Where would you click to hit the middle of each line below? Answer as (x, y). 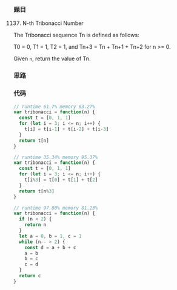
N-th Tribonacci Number (53, 23)
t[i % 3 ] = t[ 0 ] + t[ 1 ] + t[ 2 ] (61, 180)
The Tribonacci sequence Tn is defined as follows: (76, 35)
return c (30, 276)
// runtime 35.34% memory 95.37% (56, 157)
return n (35, 225)
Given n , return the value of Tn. (52, 58)
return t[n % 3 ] (37, 191)
